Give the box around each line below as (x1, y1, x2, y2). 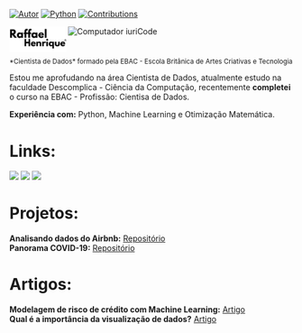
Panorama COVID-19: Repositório (9, 243, 135, 254)
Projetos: (9, 203, 79, 224)
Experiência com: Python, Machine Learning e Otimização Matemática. (9, 109, 275, 120)
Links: (9, 141, 57, 162)
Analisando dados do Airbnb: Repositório (9, 233, 166, 244)
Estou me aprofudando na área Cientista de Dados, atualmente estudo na (9, 72, 282, 83)
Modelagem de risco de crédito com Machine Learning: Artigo (9, 304, 246, 315)
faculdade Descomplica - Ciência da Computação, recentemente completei (9, 82, 291, 93)
